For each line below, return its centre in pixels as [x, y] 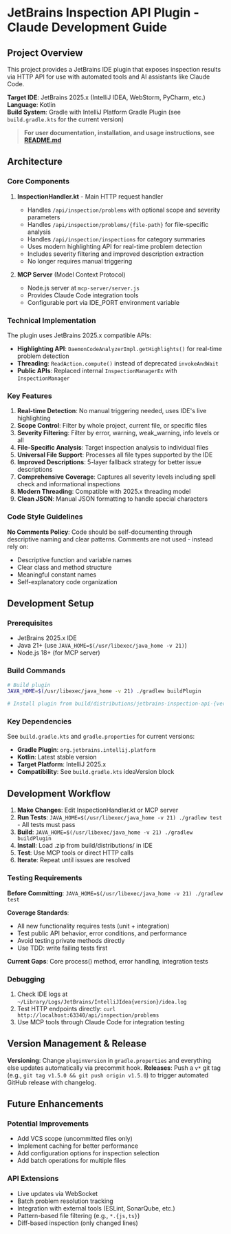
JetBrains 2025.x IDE [47, 638]
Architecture [35, 162]
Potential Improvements [48, 1124]
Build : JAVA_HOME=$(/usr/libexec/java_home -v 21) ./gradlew [105, 832]
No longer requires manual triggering [80, 261]
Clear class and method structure [64, 567]
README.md [43, 140]
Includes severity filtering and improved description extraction [115, 254]
